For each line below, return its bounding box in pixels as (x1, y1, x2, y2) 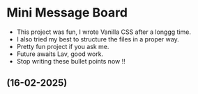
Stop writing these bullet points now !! (16, 57, 126, 65)
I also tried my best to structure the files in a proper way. (16, 35, 179, 43)
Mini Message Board (6, 5, 128, 21)
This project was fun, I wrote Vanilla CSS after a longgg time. (16, 28, 191, 36)
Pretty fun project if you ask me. (16, 42, 109, 50)
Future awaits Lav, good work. (16, 50, 104, 58)
